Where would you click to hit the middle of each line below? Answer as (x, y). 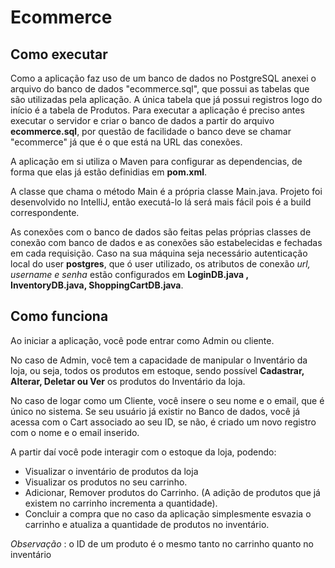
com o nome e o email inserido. (75, 432)
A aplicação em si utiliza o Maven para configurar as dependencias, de (156, 161)
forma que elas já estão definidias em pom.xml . (109, 172)
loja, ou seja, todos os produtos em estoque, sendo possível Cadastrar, (157, 370)
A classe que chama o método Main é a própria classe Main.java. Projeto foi (166, 191)
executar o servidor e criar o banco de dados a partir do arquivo (142, 120)
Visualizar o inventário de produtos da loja (111, 471)
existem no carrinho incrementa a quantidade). (121, 503)
